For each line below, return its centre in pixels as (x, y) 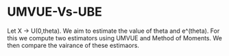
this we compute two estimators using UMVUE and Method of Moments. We (115, 38)
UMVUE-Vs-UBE (55, 12)
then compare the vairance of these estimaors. (73, 45)
